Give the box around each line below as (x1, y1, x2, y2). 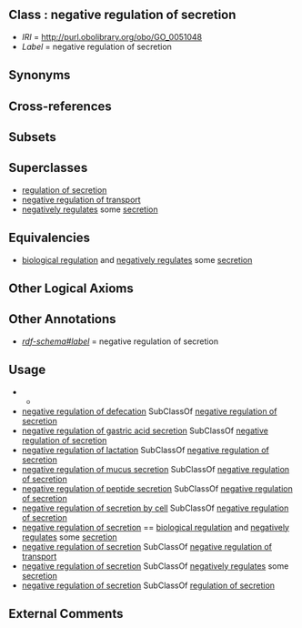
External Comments (8, 606, 124, 622)
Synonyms (8, 67, 71, 83)
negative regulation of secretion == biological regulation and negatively (21, 522, 290, 532)
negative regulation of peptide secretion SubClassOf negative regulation (21, 482, 293, 494)
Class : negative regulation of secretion (8, 7, 237, 23)
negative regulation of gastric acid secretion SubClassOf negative (21, 425, 269, 436)
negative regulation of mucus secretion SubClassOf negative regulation (21, 463, 290, 474)
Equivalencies (8, 230, 90, 246)
